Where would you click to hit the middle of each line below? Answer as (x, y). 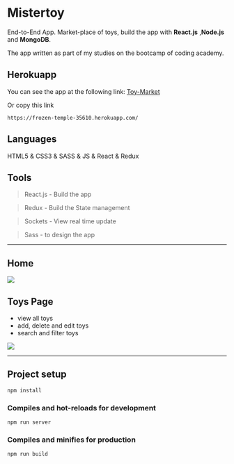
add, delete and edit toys (53, 326)
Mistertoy (36, 13)
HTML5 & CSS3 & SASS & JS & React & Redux (73, 156)
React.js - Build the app (58, 194)
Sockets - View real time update (70, 221)
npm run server (29, 422)
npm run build (28, 454)
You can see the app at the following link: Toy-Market (84, 91)
